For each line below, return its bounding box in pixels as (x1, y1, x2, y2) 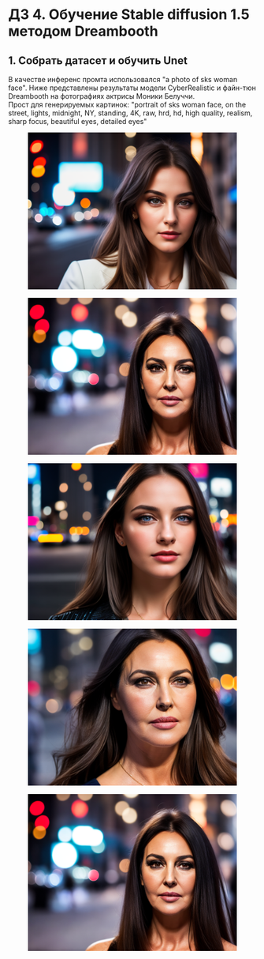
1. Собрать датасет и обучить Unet (8, 54, 188, 67)
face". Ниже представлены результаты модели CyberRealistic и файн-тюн (8, 83, 256, 92)
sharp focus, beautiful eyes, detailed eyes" (8, 117, 147, 126)
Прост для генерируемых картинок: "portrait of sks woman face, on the (8, 100, 247, 109)
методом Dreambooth (8, 22, 159, 40)
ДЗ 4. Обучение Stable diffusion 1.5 (8, 6, 250, 24)
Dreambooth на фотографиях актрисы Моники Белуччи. (8, 92, 195, 100)
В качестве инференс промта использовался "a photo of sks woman (8, 75, 238, 84)
